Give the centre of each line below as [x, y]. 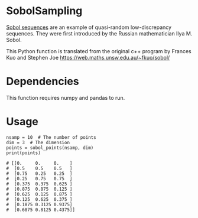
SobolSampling [44, 11]
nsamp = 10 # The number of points [51, 137]
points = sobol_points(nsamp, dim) [50, 148]
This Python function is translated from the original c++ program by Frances [99, 51]
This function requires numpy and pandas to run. [66, 97]
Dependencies [43, 82]
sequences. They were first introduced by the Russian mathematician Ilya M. [99, 33]
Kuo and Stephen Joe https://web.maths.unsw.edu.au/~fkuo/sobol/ [88, 57]
